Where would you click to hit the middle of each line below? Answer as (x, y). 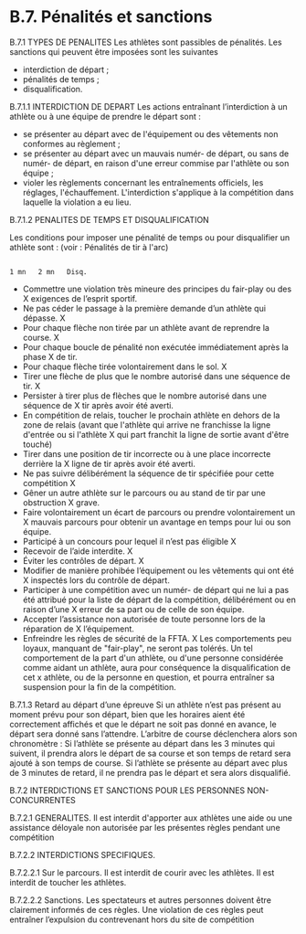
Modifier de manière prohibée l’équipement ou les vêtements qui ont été (158, 570)
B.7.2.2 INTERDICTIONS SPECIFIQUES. (82, 854)
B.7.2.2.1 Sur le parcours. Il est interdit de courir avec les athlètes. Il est (142, 872)
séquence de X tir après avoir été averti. (98, 405)
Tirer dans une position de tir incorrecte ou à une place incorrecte (147, 453)
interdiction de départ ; (66, 69)
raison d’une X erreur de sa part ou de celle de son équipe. (133, 609)
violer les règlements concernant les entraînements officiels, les (143, 182)
